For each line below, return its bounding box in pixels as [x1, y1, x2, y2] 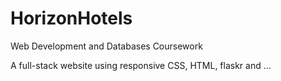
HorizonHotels [10, 7, 133, 30]
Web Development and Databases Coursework [10, 40, 203, 52]
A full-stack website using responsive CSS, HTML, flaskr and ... [10, 59, 272, 71]
